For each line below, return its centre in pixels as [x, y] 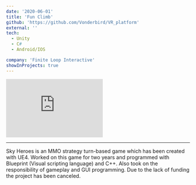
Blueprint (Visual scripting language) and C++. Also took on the [82, 163]
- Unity [21, 39]
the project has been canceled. [43, 176]
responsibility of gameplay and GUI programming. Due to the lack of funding [98, 169]
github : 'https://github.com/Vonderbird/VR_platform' [73, 22]
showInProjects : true [32, 65]
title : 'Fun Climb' [30, 17]
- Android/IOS [28, 50]
